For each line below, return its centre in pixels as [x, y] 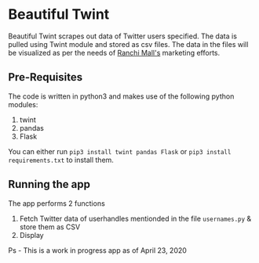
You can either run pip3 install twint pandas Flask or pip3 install [120, 151]
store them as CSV [50, 227]
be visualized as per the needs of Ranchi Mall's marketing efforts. [114, 52]
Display [32, 235]
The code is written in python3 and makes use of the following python [121, 96]
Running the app [49, 184]
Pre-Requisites [46, 77]
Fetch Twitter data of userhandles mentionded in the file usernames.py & [135, 218]
